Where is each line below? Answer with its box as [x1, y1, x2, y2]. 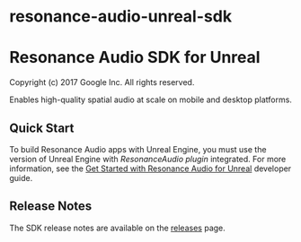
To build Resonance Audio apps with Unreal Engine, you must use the [9, 143, 267, 154]
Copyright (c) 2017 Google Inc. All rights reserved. [9, 77, 195, 88]
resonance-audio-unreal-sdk [9, 6, 232, 27]
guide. [9, 172, 33, 183]
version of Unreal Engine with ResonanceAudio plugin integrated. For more [9, 153, 287, 164]
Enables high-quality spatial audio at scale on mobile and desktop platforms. [9, 94, 292, 105]
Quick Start [9, 120, 75, 135]
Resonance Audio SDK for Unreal [9, 48, 261, 68]
